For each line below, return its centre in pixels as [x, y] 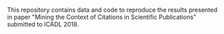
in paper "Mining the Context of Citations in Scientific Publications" [102, 17]
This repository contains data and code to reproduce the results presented [112, 10]
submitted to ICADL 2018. [43, 24]
